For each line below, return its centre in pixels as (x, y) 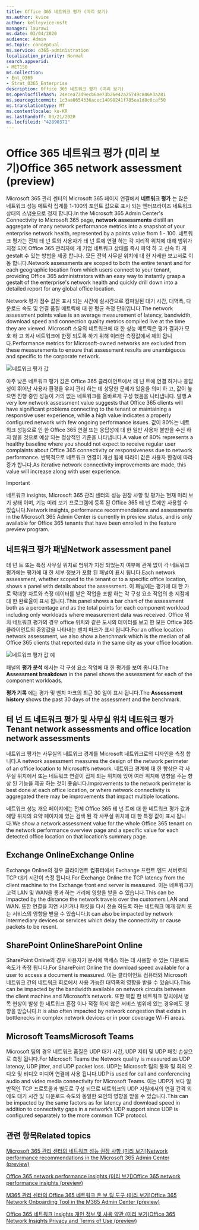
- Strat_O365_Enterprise (37, 84)
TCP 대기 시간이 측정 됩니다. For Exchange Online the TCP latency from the (96, 878)
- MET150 (17, 67)
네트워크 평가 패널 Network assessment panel (89, 549)
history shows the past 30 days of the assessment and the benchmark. (94, 699)
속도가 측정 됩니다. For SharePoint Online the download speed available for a (98, 968)
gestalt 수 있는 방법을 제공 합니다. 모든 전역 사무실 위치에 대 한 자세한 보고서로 (97, 256)
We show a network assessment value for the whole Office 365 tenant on (102, 823)
